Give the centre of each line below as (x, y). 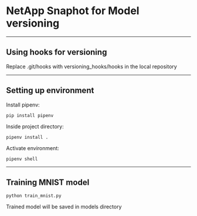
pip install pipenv (30, 115)
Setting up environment (50, 90)
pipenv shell (22, 159)
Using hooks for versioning (57, 52)
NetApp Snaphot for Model (73, 11)
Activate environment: (33, 148)
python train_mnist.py (34, 196)
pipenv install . (27, 137)
